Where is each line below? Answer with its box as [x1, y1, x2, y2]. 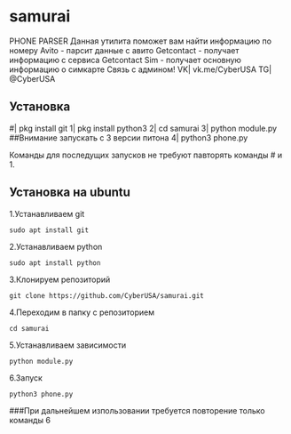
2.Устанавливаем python [9, 241, 103, 252]
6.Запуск [9, 372, 43, 383]
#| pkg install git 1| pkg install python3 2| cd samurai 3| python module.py [9, 123, 278, 133]
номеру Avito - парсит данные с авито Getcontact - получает [9, 44, 240, 55]
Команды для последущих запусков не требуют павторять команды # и [9, 149, 283, 160]
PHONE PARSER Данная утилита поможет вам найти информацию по [9, 36, 272, 46]
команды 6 [9, 414, 51, 425]
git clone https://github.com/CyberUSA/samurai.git [9, 291, 204, 300]
